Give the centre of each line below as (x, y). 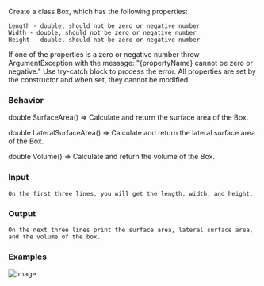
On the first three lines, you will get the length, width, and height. (131, 193)
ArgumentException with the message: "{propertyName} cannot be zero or (131, 63)
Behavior (26, 100)
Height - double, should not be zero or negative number (104, 40)
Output (22, 213)
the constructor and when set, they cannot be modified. (99, 80)
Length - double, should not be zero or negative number (104, 26)
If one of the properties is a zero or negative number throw (104, 54)
